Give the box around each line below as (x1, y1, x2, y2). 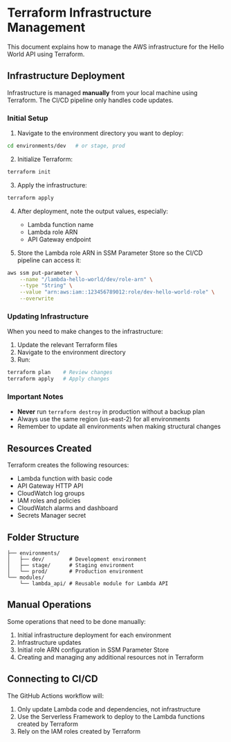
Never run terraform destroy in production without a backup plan (17, 407, 205, 416)
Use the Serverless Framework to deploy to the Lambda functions (17, 712, 205, 720)
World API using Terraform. (7, 50, 85, 58)
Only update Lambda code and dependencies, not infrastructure (17, 705, 201, 713)
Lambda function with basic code (17, 474, 113, 483)
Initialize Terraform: (17, 155, 73, 163)
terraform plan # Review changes (7, 369, 113, 376)
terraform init (7, 168, 51, 175)
